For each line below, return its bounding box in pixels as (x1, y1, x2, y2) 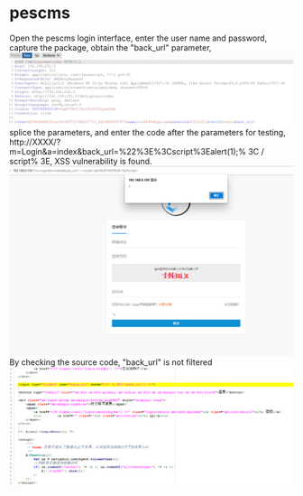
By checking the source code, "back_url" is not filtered (9, 357, 213, 368)
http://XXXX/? (9, 136, 61, 147)
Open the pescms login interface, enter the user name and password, (9, 33, 268, 43)
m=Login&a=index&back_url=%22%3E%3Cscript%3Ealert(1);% (9, 145, 246, 156)
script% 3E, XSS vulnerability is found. (9, 155, 152, 166)
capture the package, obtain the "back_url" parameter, (9, 42, 212, 52)
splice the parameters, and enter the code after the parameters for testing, (9, 126, 286, 137)
